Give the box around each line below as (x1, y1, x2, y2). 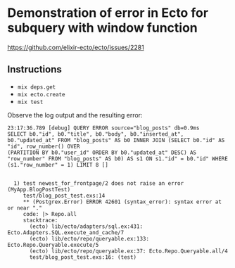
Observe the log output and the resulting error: (7, 110, 143, 119)
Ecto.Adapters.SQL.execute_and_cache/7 (7, 229, 125, 236)
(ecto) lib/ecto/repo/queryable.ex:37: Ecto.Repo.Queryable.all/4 (29, 248, 229, 255)
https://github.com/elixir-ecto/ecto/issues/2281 (7, 43, 144, 51)
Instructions (7, 63, 62, 75)
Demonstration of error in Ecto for (7, 5, 209, 21)
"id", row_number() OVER (7, 143, 80, 150)
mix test (17, 98, 44, 106)
